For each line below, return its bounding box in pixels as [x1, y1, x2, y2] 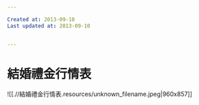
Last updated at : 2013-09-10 [7, 22, 91, 30]
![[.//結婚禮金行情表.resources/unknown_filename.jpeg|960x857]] [7, 90, 193, 98]
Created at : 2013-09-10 [7, 16, 75, 23]
